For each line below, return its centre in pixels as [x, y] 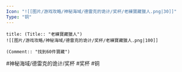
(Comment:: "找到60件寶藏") [38, 52]
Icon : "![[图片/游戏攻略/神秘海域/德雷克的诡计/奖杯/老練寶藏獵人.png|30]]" [92, 11]
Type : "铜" [19, 17]
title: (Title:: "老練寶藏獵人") [44, 34]
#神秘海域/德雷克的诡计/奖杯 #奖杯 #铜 [53, 63]
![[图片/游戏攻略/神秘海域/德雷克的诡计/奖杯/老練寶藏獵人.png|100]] [82, 40]
